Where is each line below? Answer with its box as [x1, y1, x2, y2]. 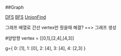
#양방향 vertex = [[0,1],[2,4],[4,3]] [5, 35, 75, 41]
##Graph [5, 5, 24, 10]
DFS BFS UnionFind [5, 14, 46, 20]
